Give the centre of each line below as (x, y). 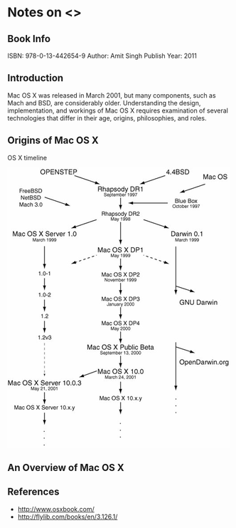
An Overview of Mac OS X (66, 468)
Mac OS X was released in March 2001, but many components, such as (112, 95)
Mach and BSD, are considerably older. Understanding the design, (104, 103)
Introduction (36, 78)
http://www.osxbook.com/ (56, 509)
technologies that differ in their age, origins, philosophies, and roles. (107, 118)
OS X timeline (27, 157)
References (33, 492)
